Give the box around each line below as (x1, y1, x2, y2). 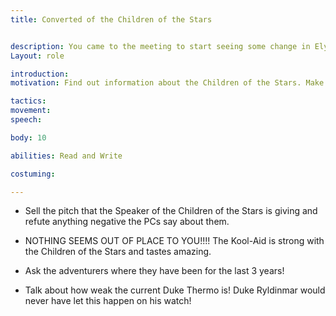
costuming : (10, 169, 56, 179)
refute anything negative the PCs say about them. (24, 216, 230, 228)
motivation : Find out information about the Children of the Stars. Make (10, 78, 325, 88)
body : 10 (10, 132, 47, 143)
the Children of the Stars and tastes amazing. (24, 246, 212, 258)
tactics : (10, 96, 47, 106)
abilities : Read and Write (10, 151, 123, 161)
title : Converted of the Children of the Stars (10, 14, 213, 25)
